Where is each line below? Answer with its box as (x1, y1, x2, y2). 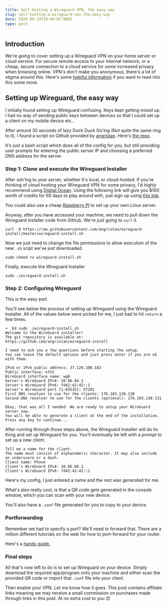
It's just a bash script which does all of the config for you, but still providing (5, 142, 160, 148)
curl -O (5, 227, 21, 232)
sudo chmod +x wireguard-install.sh (5, 255, 81, 260)
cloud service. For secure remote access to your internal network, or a (5, 58, 150, 64)
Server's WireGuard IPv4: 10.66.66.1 (5, 379, 84, 384)
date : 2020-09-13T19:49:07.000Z (5, 16, 72, 21)
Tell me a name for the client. (5, 447, 72, 452)
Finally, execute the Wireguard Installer (5, 264, 85, 270)
